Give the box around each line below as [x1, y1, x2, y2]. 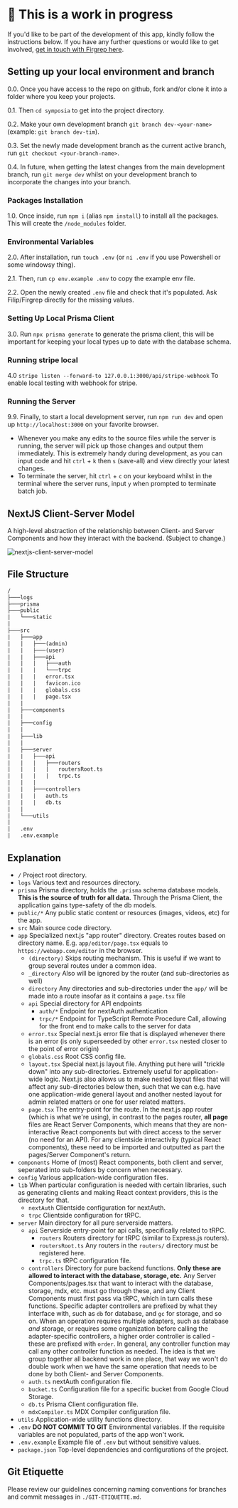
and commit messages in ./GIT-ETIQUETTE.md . [7, 1492, 142, 1501]
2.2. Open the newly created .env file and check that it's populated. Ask [7, 288, 217, 297]
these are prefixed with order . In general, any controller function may [28, 1339, 231, 1348]
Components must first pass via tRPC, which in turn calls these [28, 1294, 213, 1302]
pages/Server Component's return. [28, 1150, 131, 1159]
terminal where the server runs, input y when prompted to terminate [17, 480, 217, 488]
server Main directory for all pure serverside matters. [17, 1218, 173, 1227]
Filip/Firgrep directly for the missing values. [7, 295, 134, 305]
